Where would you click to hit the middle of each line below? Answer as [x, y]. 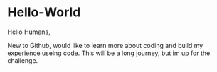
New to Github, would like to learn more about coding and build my [105, 45]
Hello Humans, [29, 32]
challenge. [23, 60]
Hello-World [44, 12]
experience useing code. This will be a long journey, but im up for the [109, 53]
